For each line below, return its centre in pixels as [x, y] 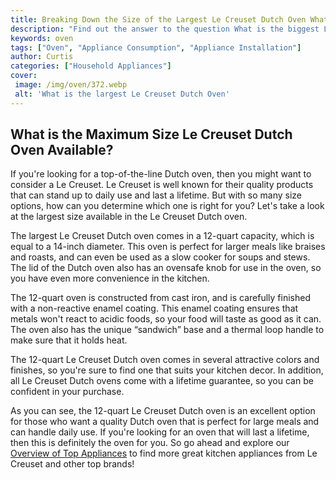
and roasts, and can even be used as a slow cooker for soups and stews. [160, 257]
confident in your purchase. [67, 392]
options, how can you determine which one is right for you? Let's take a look [167, 206]
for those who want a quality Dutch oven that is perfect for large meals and [165, 422]
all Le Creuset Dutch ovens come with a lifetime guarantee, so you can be [162, 381]
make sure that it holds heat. [69, 340]
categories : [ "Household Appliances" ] [91, 66]
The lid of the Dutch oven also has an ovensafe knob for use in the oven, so [166, 268]
